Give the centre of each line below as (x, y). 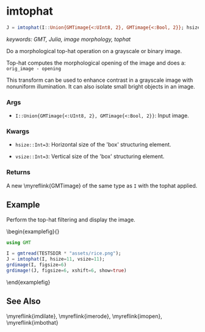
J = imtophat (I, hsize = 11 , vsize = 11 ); (56, 259)
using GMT (19, 242)
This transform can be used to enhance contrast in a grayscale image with (100, 80)
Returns (18, 172)
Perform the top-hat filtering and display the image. (71, 219)
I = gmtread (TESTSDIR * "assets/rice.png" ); (64, 254)
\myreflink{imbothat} (32, 322)
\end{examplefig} (28, 282)
